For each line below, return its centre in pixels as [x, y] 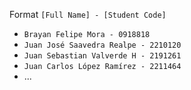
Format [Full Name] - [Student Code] [88, 14]
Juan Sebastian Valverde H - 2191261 [102, 56]
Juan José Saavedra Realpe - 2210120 [102, 45]
